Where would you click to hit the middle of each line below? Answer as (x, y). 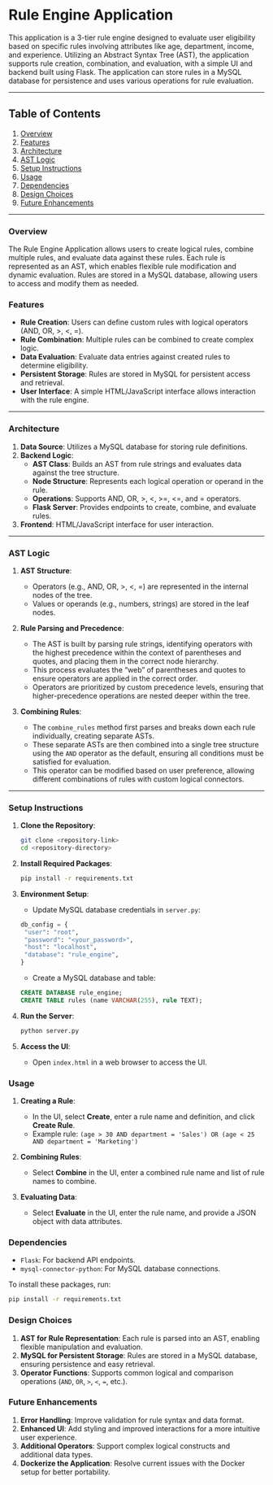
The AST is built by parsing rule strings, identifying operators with (143, 643)
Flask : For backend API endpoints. (78, 1260)
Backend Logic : (47, 455)
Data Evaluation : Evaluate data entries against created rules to (125, 357)
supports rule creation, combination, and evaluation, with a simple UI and (131, 63)
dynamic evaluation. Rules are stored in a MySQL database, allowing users (133, 275)
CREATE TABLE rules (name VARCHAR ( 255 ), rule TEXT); (111, 1000)
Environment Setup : (54, 894)
